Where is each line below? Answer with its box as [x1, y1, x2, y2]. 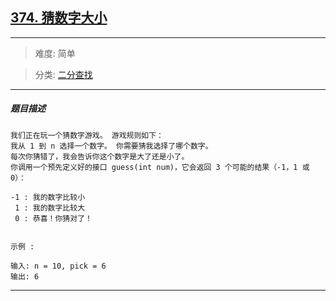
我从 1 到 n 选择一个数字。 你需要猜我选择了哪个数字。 [10, 141, 213, 151]
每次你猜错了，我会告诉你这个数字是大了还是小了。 [10, 151, 190, 162]
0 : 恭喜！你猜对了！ [14, 213, 93, 223]
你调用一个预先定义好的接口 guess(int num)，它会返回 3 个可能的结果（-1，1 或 [10, 162, 310, 172]
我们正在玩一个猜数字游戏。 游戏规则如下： [10, 130, 164, 140]
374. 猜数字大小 [10, 9, 108, 27]
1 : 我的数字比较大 [14, 203, 86, 213]
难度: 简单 [34, 47, 76, 59]
